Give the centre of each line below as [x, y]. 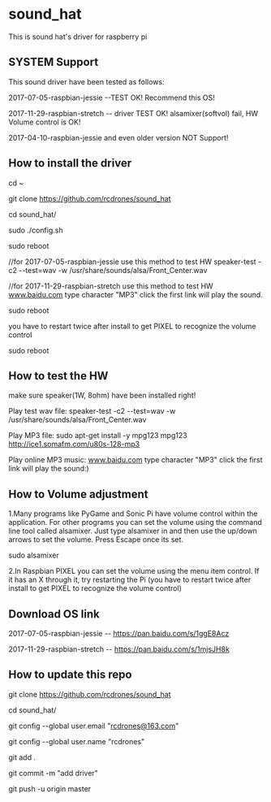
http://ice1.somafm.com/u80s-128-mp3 [74, 444]
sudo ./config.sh [36, 230]
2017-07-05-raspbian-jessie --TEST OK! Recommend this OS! [112, 98]
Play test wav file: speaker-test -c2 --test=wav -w [92, 411]
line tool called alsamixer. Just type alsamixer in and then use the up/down [133, 531]
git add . [22, 757]
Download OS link [54, 614]
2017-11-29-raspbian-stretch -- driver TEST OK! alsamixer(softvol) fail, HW [133, 113]
